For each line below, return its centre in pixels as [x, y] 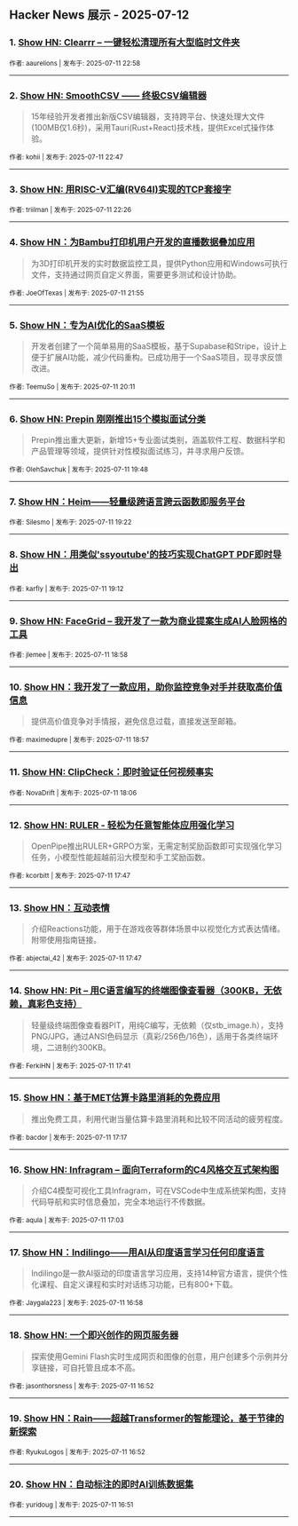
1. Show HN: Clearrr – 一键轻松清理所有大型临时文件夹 [125, 43]
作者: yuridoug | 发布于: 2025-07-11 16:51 [71, 1505]
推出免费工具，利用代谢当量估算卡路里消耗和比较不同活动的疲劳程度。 [159, 1119]
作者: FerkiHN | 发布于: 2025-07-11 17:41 [70, 1066]
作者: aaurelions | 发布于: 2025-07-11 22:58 [75, 63]
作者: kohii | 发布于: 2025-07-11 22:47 [67, 157]
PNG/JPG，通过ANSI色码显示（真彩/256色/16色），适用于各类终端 [151, 1036]
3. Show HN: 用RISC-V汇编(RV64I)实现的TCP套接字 [121, 189]
